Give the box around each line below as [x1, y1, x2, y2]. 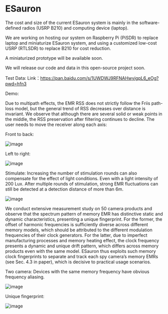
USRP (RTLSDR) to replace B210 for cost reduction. [5, 45, 111, 51]
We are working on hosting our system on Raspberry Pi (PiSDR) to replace [5, 35, 158, 41]
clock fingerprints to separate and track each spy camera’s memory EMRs [5, 253, 158, 259]
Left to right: [5, 150, 31, 156]
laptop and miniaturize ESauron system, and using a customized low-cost [5, 40, 157, 46]
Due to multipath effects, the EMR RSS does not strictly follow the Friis [5, 100, 150, 106]
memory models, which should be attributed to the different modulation [5, 227, 153, 233]
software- [139, 20, 160, 26]
